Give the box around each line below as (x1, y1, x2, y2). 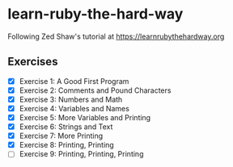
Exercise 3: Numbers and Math (19, 94, 123, 104)
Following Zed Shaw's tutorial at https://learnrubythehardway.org (7, 31, 225, 41)
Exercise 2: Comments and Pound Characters (19, 86, 172, 95)
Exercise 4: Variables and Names (19, 103, 130, 113)
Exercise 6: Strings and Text (19, 122, 113, 132)
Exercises (7, 55, 58, 69)
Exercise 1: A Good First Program (19, 76, 129, 86)
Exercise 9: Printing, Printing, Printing (19, 149, 144, 159)
